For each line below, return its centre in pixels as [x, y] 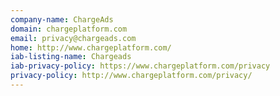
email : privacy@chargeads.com [73, 38]
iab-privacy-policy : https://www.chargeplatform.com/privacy [140, 66]
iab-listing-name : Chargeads [71, 57]
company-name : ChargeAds [62, 19]
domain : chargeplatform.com [69, 29]
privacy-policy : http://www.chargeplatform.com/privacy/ [131, 76]
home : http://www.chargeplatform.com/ [91, 47]
